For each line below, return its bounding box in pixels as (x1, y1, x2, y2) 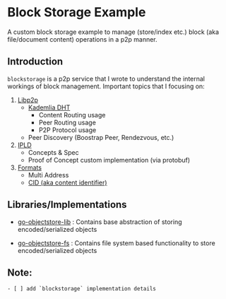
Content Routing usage (38, 110, 106, 119)
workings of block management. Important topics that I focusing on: (7, 82, 205, 90)
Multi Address (28, 170, 69, 179)
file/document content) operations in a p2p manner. (7, 35, 157, 43)
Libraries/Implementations (7, 199, 127, 211)
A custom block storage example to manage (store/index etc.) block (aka (7, 28, 220, 36)
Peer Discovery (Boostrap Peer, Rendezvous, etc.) (28, 133, 174, 141)
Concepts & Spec (28, 148, 79, 156)
